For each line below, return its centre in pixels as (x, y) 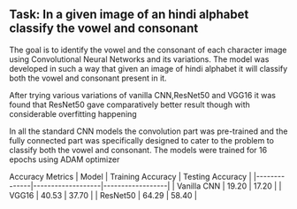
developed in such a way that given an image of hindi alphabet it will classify (148, 68)
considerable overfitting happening (73, 113)
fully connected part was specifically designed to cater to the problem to (141, 140)
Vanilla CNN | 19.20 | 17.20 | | (229, 186)
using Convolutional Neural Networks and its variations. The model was (139, 59)
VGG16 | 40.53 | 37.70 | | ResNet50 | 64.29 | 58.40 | (103, 195)
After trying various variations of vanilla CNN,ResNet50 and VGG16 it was (143, 95)
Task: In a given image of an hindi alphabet (129, 15)
